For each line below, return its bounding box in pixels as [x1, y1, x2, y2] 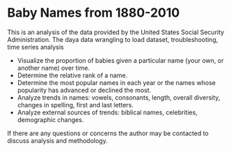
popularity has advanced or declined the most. [17, 86, 152, 94]
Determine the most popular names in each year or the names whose [17, 78, 216, 86]
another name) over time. [17, 63, 90, 72]
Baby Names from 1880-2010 [7, 5, 180, 21]
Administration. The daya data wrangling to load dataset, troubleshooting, [7, 35, 218, 43]
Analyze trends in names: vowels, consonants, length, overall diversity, [17, 93, 221, 102]
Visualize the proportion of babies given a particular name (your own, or [17, 56, 224, 64]
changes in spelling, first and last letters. [17, 100, 134, 109]
